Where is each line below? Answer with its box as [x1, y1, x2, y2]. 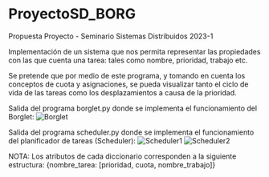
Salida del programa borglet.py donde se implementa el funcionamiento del [8, 103, 258, 113]
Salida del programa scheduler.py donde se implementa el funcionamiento [8, 127, 255, 137]
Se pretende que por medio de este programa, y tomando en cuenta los [8, 70, 246, 80]
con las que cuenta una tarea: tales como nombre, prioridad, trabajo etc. [8, 55, 248, 65]
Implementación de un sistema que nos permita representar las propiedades [8, 46, 261, 56]
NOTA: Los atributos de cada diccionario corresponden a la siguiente [8, 151, 237, 161]
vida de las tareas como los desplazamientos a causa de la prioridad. [8, 87, 237, 97]
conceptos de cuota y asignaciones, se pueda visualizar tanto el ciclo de [8, 79, 249, 89]
